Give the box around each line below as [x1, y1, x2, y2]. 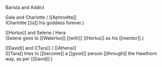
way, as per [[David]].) [5, 56, 53, 62]
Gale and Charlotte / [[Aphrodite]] [5, 14, 77, 20]
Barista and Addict [5, 5, 45, 10]
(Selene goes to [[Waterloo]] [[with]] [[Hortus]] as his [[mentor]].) [5, 35, 144, 41]
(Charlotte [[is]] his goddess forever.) [5, 20, 84, 26]
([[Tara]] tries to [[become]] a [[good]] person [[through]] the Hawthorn [5, 51, 157, 56]
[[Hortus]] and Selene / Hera [5, 30, 66, 35]
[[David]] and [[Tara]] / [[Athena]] [5, 45, 76, 51]
